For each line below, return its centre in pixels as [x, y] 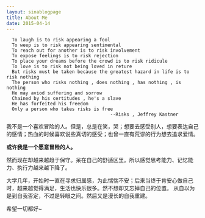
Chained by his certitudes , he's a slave [67, 99]
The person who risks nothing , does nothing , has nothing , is [97, 83]
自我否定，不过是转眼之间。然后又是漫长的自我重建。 [84, 196]
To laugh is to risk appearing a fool [61, 40]
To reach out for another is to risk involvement [76, 51]
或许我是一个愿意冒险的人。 [41, 147]
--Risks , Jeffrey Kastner [144, 114]
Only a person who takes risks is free [63, 109]
